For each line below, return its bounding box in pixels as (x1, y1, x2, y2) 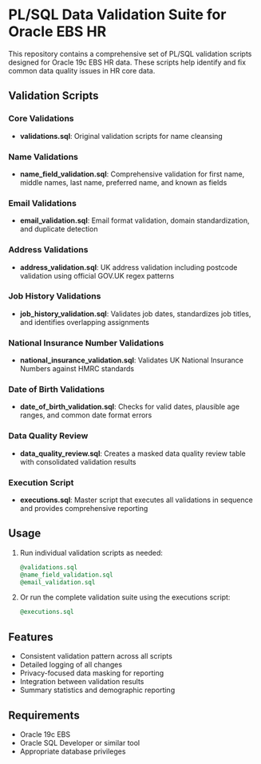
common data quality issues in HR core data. (8, 65, 156, 75)
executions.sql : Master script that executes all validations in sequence (19, 495, 253, 505)
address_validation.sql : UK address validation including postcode (19, 262, 238, 272)
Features (8, 630, 53, 643)
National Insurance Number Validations (8, 337, 164, 348)
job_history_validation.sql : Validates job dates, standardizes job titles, (19, 309, 251, 319)
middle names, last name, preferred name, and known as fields (19, 177, 227, 187)
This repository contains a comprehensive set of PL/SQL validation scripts (8, 49, 252, 58)
